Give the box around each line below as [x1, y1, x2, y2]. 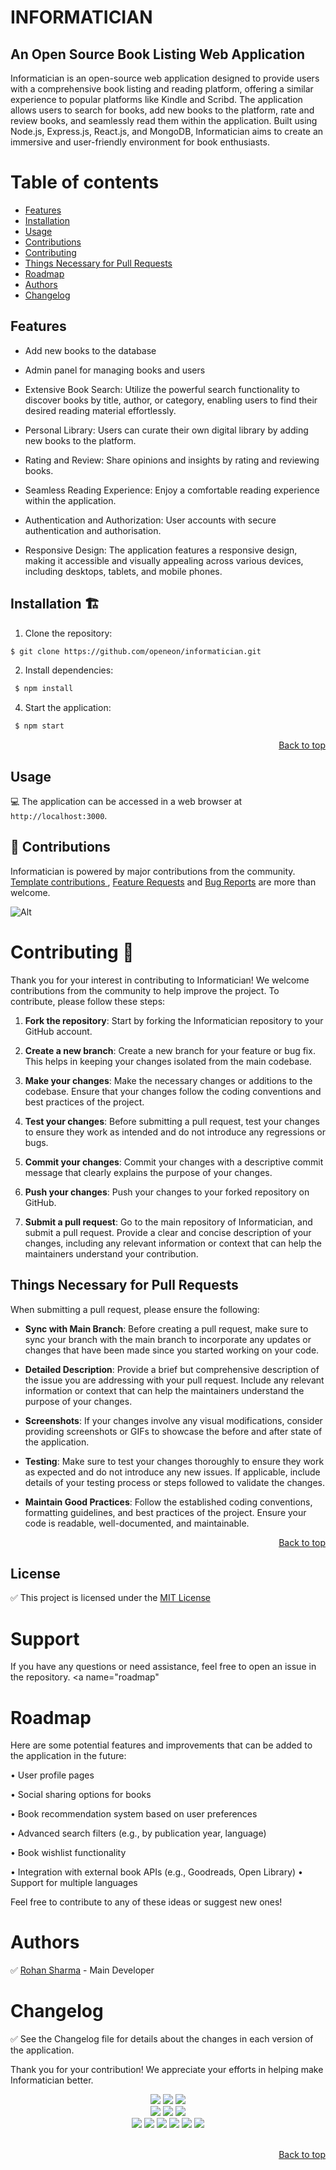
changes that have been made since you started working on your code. [24, 1344, 320, 1356]
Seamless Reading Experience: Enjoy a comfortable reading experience [24, 484, 320, 496]
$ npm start [14, 721, 65, 731]
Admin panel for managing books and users [24, 364, 206, 376]
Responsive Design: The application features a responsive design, [24, 544, 298, 556]
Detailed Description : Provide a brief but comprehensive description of [24, 1363, 320, 1375]
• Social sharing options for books [10, 1789, 152, 1801]
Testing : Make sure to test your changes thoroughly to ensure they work [24, 1455, 325, 1467]
